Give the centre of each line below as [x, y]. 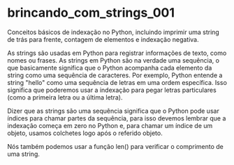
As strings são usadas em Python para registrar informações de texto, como [117, 53]
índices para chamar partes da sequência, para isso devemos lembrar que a [117, 118]
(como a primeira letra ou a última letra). [65, 97]
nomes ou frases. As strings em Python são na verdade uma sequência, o [114, 60]
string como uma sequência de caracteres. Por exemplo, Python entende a [115, 75]
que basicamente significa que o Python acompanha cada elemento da [110, 68]
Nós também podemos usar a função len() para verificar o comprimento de [115, 146]
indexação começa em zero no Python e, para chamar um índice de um [110, 125]
